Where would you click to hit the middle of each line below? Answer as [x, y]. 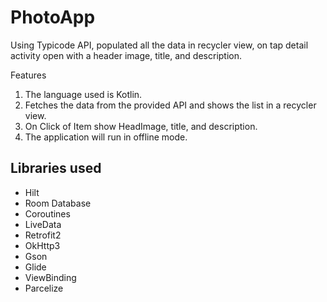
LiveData [43, 224]
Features [28, 75]
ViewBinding [50, 277]
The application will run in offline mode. [106, 137]
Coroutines [47, 213]
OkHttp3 [42, 245]
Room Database [58, 203]
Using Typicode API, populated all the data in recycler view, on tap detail [159, 45]
